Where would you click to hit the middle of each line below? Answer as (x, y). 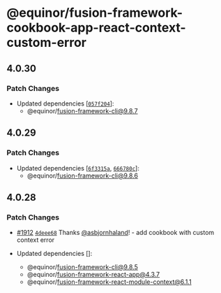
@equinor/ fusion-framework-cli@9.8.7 (82, 110)
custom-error (46, 43)
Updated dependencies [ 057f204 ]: (65, 103)
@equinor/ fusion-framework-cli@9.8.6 (83, 176)
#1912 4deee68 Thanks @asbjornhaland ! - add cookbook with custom (115, 233)
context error (36, 240)
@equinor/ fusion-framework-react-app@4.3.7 (93, 275)
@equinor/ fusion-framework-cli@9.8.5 (83, 267)
